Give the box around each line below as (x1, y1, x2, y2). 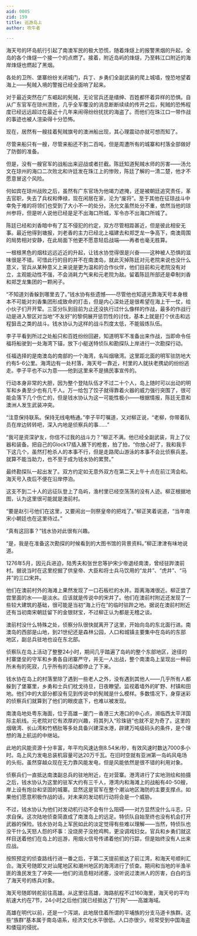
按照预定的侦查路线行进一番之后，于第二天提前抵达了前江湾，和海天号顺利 (6, 855, 186, 862)
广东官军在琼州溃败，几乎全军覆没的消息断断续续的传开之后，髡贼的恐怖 (11, 101, 186, 108)
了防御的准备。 (6, 148, 42, 155)
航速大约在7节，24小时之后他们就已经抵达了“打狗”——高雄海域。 (6, 897, 164, 904)
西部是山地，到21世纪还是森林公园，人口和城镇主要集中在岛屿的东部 (21, 628, 186, 636)
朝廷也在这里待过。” (16, 515, 63, 522)
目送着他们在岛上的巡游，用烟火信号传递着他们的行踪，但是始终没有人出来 (11, 835, 191, 842)
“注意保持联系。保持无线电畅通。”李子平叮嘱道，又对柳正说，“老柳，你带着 (6, 414, 185, 421)
